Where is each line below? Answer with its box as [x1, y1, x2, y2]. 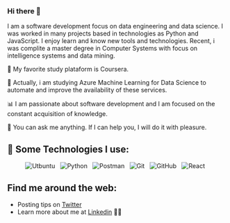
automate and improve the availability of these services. [7, 86, 167, 94]
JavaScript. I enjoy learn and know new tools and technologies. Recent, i [7, 37, 215, 45]
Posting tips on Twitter [17, 200, 82, 208]
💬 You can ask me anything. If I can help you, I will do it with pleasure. [7, 123, 207, 131]
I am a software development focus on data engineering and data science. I [7, 22, 224, 31]
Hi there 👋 [7, 6, 42, 16]
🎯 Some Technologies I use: [7, 143, 130, 155]
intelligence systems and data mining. [7, 51, 116, 60]
